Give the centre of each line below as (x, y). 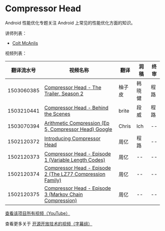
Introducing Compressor (72, 138)
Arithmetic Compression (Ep (77, 123)
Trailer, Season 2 (64, 93)
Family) (53, 180)
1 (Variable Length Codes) (75, 160)
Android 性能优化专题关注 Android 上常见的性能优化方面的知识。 (70, 23)
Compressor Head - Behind (76, 108)
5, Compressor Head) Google (78, 129)
